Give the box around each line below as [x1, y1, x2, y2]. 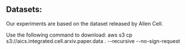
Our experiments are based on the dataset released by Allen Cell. [6, 20, 163, 27]
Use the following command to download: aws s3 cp [6, 31, 133, 38]
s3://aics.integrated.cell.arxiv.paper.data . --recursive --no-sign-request [6, 37, 180, 44]
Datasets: [6, 5, 42, 15]
